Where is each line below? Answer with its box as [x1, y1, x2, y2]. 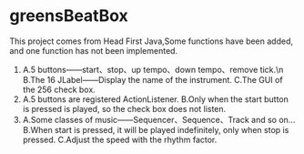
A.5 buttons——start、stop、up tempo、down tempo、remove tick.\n [22, 64, 284, 75]
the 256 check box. [22, 84, 96, 95]
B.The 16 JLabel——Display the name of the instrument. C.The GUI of [22, 74, 284, 85]
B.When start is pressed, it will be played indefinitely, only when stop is [22, 124, 289, 135]
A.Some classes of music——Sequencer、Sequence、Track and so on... [22, 114, 296, 125]
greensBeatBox [9, 5, 129, 26]
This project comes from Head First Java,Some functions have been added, [9, 36, 294, 46]
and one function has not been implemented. [9, 45, 178, 56]
